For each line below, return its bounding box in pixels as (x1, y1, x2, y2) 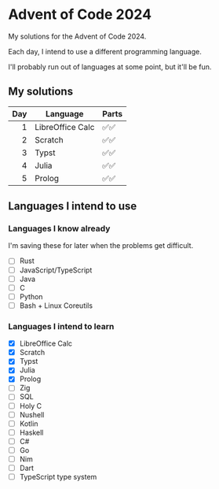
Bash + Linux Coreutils (19, 301, 93, 310)
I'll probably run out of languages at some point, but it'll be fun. (8, 61, 212, 72)
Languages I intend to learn (8, 320, 115, 332)
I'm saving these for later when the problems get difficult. (8, 241, 194, 250)
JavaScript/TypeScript (19, 265, 93, 275)
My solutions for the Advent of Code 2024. (8, 31, 147, 41)
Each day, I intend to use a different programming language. (8, 46, 203, 56)
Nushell (19, 409, 45, 419)
